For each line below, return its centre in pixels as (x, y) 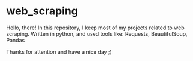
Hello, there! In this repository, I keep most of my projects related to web (95, 28)
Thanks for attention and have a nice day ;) (59, 51)
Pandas (16, 40)
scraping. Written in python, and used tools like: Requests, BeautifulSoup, (97, 33)
